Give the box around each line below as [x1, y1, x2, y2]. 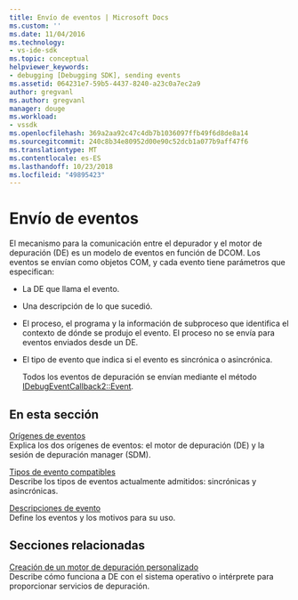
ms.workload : [9, 112, 58, 121]
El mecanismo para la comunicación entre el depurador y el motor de [9, 238, 262, 249]
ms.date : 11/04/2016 [9, 29, 86, 38]
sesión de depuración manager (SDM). [9, 450, 151, 459]
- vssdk [9, 121, 38, 130]
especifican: [9, 266, 55, 277]
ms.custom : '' [9, 21, 62, 30]
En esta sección [9, 407, 100, 422]
